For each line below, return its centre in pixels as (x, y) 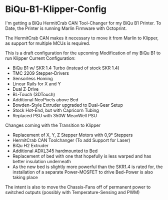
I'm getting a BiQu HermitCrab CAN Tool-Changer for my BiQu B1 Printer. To (83, 23)
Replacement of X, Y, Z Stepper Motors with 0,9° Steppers (72, 135)
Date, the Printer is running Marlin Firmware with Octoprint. (66, 28)
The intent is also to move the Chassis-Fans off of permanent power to (78, 187)
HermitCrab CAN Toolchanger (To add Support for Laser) (71, 140)
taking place (25, 177)
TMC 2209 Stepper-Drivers (40, 73)
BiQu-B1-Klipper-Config (56, 9)
